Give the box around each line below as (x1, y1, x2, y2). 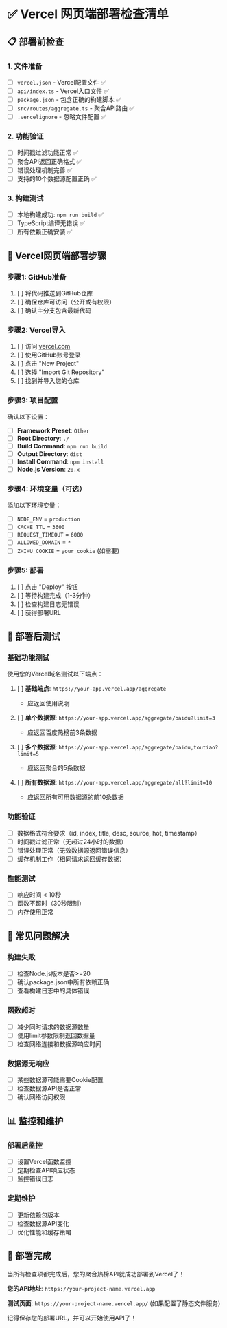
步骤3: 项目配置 (7, 395, 58, 405)
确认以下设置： (7, 413, 49, 421)
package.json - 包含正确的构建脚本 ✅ (16, 96, 121, 103)
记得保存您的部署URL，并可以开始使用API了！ (7, 1314, 137, 1322)
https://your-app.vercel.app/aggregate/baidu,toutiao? (58, 745, 219, 751)
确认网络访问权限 (16, 1093, 66, 1101)
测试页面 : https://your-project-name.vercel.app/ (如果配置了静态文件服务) (7, 1299, 221, 1307)
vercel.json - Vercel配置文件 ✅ (16, 78, 106, 86)
